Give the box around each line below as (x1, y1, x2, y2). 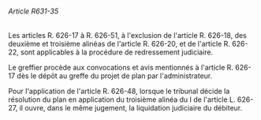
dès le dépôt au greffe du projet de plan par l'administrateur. (17, 71, 213, 81)
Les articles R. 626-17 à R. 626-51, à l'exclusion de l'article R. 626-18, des (8, 31, 247, 40)
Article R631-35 (8, 6, 59, 16)
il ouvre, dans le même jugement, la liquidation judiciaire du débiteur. (19, 103, 243, 113)
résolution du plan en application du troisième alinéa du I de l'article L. (8, 95, 236, 104)
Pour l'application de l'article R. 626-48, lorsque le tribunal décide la (8, 87, 230, 96)
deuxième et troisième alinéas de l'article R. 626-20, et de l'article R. (8, 39, 231, 49)
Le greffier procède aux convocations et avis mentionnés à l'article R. (8, 63, 234, 73)
